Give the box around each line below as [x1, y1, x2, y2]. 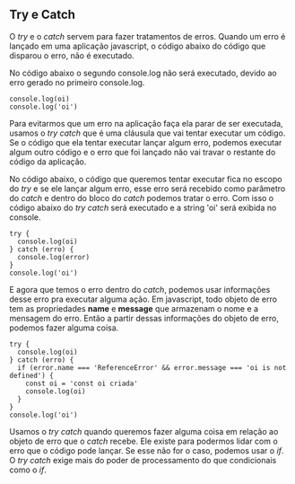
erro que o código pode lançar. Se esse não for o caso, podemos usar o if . [9, 444, 284, 456]
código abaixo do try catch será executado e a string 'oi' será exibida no [9, 202, 277, 213]
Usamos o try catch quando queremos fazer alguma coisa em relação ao [9, 426, 279, 436]
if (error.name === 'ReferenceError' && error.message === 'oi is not [17, 363, 287, 372]
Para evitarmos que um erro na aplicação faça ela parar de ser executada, [9, 118, 284, 128]
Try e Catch [9, 7, 76, 22]
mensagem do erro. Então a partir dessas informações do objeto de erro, [9, 312, 280, 323]
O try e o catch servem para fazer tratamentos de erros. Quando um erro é [9, 31, 286, 41]
